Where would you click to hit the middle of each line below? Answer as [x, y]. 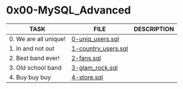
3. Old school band [35, 67]
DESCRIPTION [154, 29]
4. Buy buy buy [30, 77]
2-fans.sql [86, 58]
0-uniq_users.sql [95, 39]
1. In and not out [32, 48]
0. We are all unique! [37, 39]
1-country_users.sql [99, 48]
